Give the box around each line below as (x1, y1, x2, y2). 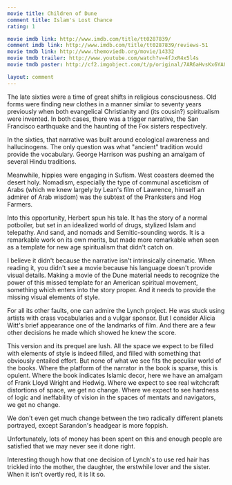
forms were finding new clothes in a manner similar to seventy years (7, 99, 202, 108)
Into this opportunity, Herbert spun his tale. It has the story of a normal (7, 213, 209, 222)
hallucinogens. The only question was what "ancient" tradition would (7, 142, 203, 151)
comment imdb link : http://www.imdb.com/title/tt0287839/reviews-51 (7, 42, 209, 49)
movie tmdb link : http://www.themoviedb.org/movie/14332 (7, 48, 175, 55)
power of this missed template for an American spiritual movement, (7, 278, 198, 287)
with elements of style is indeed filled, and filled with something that (7, 349, 201, 357)
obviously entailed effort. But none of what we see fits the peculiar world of (7, 356, 222, 365)
